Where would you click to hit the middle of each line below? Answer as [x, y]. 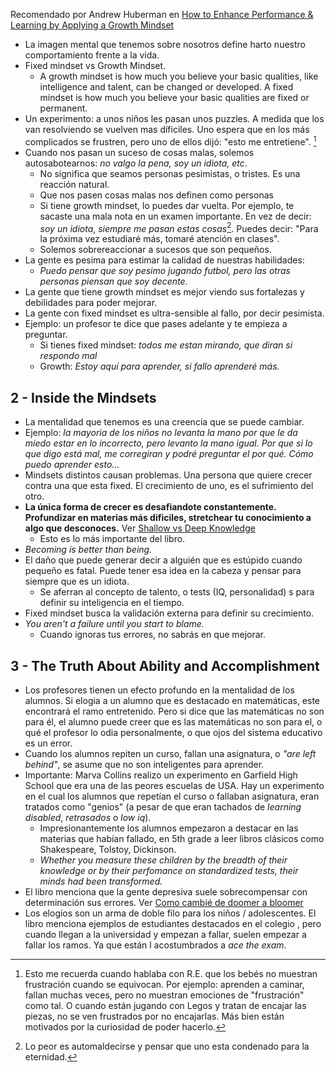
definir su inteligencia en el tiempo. [112, 603]
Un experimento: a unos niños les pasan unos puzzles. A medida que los [174, 118]
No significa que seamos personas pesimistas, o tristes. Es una [170, 173]
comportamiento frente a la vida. [92, 55]
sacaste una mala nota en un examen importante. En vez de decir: [175, 216]
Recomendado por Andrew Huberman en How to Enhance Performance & [162, 14]
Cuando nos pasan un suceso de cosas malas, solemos [139, 152]
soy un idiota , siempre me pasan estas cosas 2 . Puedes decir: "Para [179, 227]
